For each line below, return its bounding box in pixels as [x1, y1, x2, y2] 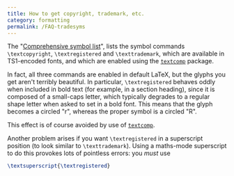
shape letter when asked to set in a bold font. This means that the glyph [7, 100, 213, 109]
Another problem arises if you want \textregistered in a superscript [7, 134, 203, 143]
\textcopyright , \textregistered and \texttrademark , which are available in [7, 49, 225, 58]
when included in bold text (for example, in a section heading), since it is [7, 85, 215, 94]
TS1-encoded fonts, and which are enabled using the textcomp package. [7, 57, 214, 65]
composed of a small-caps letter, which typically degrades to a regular [7, 93, 210, 101]
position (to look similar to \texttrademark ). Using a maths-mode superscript [7, 142, 227, 150]
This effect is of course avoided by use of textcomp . [7, 121, 155, 129]
